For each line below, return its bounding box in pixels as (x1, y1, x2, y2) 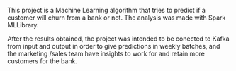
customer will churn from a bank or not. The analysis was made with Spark (7, 13, 226, 22)
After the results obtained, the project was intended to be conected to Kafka (7, 34, 230, 43)
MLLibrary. (7, 21, 39, 29)
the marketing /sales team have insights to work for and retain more (7, 49, 206, 58)
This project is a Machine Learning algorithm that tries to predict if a (7, 6, 206, 14)
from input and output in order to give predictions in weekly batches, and (7, 42, 220, 50)
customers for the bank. (7, 57, 78, 65)
